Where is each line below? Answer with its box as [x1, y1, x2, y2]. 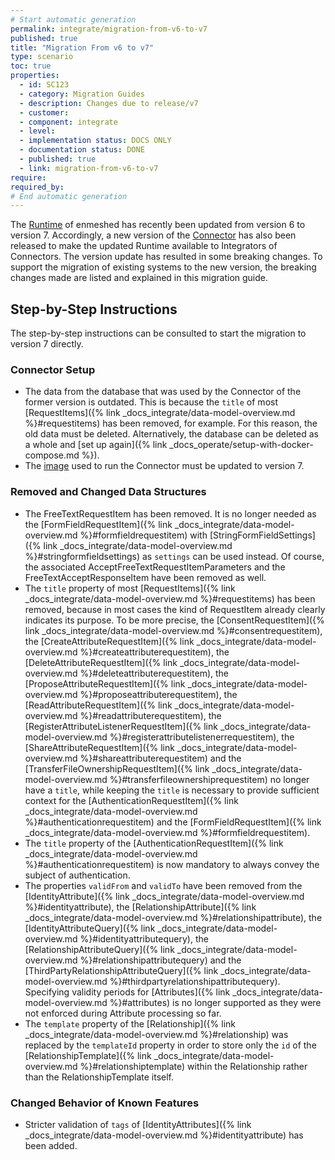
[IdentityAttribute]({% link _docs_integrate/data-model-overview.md [24, 890, 305, 902]
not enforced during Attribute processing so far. [24, 1007, 222, 1019]
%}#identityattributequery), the [79, 932, 209, 945]
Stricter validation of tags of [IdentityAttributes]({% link [24, 1118, 252, 1130]
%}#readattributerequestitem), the [79, 709, 222, 721]
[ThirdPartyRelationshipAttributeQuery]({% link [24, 964, 219, 976]
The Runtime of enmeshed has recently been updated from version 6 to [10, 219, 306, 231]
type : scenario [10, 52, 74, 62]
